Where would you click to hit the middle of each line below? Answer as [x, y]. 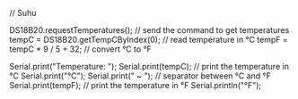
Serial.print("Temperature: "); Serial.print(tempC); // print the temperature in [149, 66]
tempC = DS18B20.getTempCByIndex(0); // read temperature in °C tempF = [149, 40]
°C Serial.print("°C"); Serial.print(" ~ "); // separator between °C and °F [140, 76]
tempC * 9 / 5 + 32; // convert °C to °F [81, 49]
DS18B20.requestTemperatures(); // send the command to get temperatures [149, 30]
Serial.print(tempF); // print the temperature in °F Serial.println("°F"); [136, 85]
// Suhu [23, 13]
